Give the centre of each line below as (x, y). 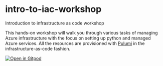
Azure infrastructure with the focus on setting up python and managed (78, 38)
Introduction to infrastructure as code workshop (55, 23)
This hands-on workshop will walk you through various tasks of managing (81, 32)
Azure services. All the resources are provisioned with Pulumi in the (75, 43)
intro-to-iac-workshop (53, 9)
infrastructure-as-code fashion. (38, 48)
